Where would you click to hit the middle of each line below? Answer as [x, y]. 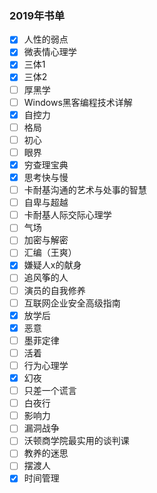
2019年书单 [37, 15]
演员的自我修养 [54, 290]
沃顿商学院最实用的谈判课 [76, 441]
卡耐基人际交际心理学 [67, 215]
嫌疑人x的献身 [52, 265]
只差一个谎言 [50, 391]
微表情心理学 [50, 52]
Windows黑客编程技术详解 [78, 102]
